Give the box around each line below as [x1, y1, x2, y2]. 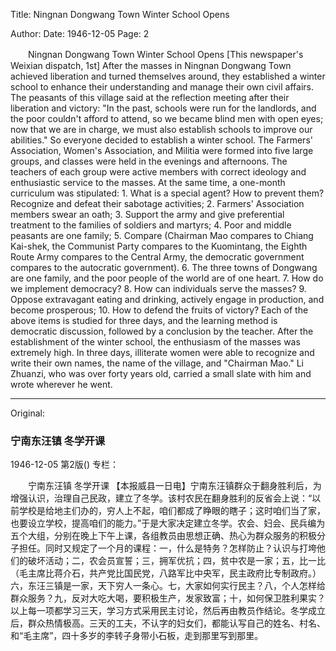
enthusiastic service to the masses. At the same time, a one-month [10, 177, 286, 188]
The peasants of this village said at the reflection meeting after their [10, 92, 290, 103]
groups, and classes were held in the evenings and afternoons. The [10, 155, 288, 167]
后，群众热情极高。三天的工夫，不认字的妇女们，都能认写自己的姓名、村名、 [10, 617, 326, 629]
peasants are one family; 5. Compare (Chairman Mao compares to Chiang [10, 230, 314, 241]
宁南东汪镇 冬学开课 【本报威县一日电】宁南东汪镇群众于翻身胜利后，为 [27, 480, 322, 492]
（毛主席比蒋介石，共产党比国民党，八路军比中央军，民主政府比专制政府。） [10, 567, 322, 579]
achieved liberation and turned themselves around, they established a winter [10, 70, 326, 82]
